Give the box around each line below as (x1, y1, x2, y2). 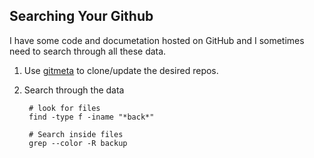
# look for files (28, 103, 101, 113)
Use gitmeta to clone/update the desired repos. (23, 64, 219, 76)
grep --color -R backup (28, 138, 128, 148)
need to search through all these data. (9, 45, 167, 57)
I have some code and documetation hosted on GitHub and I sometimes (9, 34, 305, 46)
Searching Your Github (9, 8, 154, 25)
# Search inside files (28, 129, 124, 139)
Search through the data (23, 84, 125, 96)
